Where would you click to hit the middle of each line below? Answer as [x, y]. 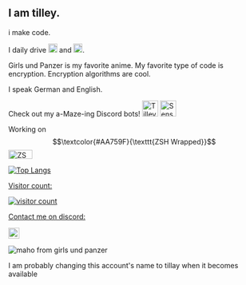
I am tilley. [34, 13]
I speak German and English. [56, 89]
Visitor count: [30, 185]
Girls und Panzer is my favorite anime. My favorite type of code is [116, 65]
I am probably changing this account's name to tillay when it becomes [123, 265]
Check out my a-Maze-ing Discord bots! [75, 113]
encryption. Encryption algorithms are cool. [79, 73]
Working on [27, 129]
